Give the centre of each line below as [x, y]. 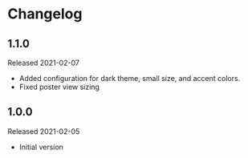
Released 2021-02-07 [43, 63]
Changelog [45, 14]
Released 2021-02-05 [44, 131]
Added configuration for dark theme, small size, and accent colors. [130, 78]
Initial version [41, 147]
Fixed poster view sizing [59, 87]
